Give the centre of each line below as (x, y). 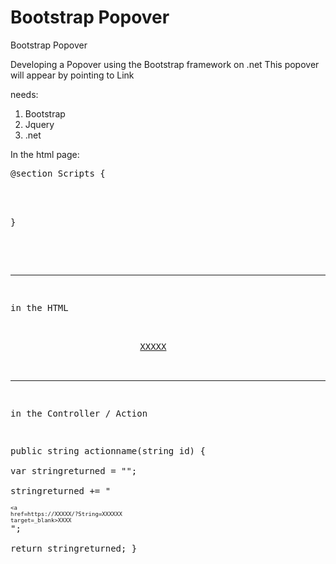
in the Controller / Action (79, 413)
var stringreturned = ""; (74, 470)
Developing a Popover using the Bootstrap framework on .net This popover (165, 64)
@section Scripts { (58, 173)
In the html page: (45, 154)
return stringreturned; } (74, 548)
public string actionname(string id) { (108, 450)
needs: (24, 94)
